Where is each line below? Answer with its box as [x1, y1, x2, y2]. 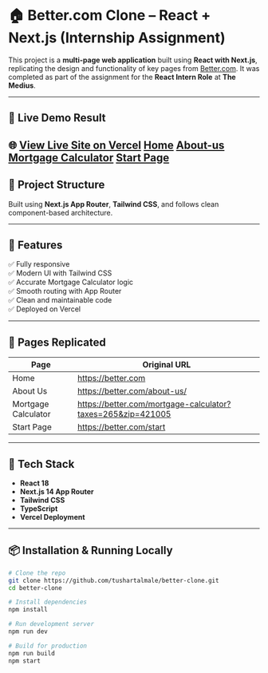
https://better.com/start [77, 422, 166, 433]
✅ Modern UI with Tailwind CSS [8, 268, 112, 278]
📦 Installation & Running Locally [8, 544, 173, 557]
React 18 [19, 478, 49, 488]
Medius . [8, 81, 36, 90]
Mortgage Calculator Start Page [8, 151, 170, 164]
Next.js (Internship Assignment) [8, 29, 226, 47]
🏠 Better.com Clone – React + [8, 6, 211, 25]
